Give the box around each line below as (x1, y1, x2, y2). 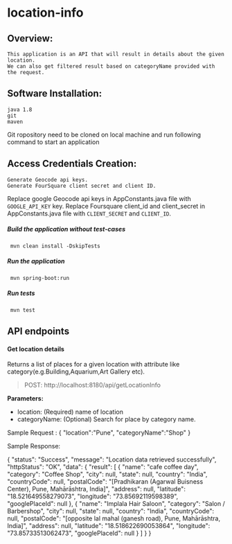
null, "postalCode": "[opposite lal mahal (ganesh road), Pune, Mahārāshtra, (7, 514, 220, 523)
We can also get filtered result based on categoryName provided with (7, 63, 215, 70)
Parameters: (7, 394, 44, 403)
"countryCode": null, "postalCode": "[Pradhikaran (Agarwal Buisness (7, 477, 204, 486)
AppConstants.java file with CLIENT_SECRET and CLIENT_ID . (7, 209, 172, 218)
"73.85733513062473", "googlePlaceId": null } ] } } (7, 529, 152, 538)
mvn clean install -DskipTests (10, 243, 100, 249)
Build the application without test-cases (7, 225, 126, 234)
